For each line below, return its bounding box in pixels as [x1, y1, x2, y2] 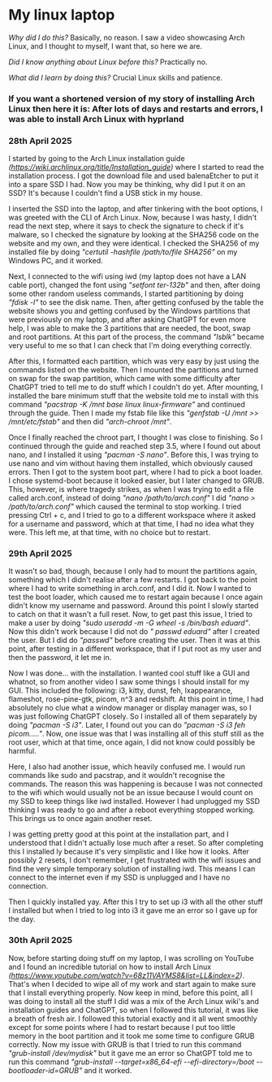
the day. [8, 915, 36, 924]
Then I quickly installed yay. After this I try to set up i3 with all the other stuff [8, 897, 264, 907]
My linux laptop [8, 6, 115, 24]
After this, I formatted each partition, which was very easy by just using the [8, 356, 260, 367]
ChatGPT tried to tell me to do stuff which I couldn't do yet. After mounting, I [8, 382, 264, 392]
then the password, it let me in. [8, 653, 112, 663]
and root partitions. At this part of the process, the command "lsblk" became [8, 332, 265, 342]
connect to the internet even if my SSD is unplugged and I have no [8, 872, 231, 883]
